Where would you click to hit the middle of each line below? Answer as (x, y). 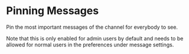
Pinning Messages (53, 11)
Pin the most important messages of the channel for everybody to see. (92, 27)
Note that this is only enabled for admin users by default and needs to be (95, 38)
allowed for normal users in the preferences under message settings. (90, 45)
